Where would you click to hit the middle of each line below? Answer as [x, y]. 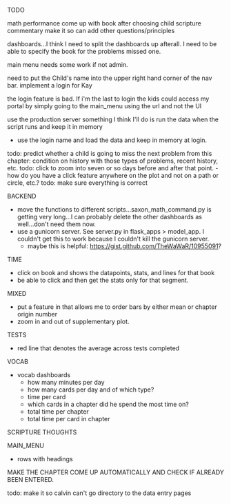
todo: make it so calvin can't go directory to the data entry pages [99, 493]
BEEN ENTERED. [30, 480]
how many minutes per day [66, 382]
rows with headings [45, 459]
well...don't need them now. [57, 224]
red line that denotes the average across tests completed [98, 348]
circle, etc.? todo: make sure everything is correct [78, 183]
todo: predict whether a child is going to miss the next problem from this [110, 153]
